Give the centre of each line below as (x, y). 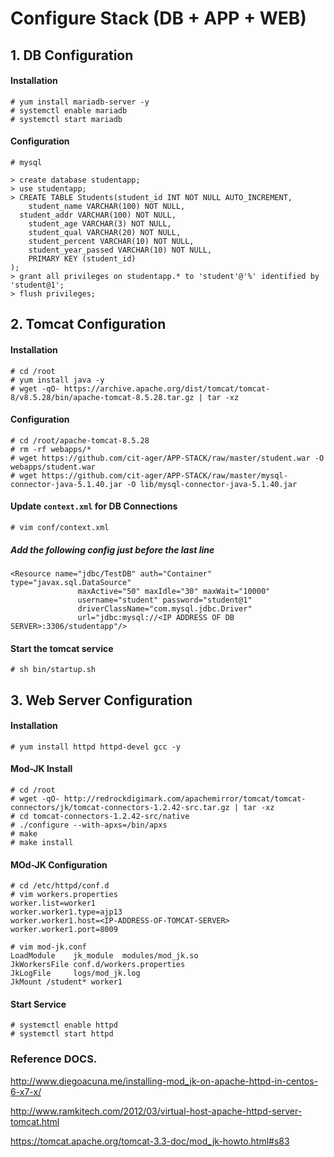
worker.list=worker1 (53, 903)
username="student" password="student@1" (165, 600)
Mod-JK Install (41, 769)
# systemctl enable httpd (64, 1025)
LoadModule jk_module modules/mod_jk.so (104, 956)
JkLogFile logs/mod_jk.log (75, 973)
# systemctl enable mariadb (69, 110)
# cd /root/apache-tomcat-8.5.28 (80, 440)
